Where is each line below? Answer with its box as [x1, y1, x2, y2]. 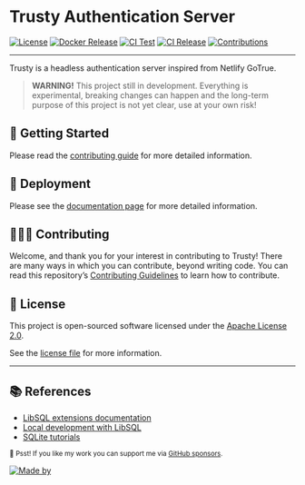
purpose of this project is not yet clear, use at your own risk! [31, 99, 257, 110]
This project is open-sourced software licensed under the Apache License [9, 321, 288, 332]
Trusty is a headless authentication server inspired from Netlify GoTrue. [9, 62, 277, 74]
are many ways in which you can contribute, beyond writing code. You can [9, 261, 289, 272]
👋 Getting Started [9, 125, 110, 142]
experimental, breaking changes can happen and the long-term [31, 89, 270, 101]
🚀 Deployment [9, 176, 91, 192]
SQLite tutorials [22, 431, 81, 442]
